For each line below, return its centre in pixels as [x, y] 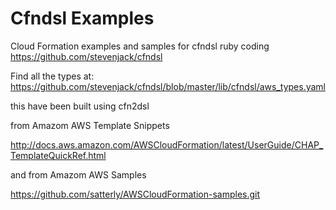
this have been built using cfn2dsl [80, 106]
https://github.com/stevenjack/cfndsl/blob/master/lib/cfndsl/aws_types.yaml [168, 86]
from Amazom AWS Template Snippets [90, 125]
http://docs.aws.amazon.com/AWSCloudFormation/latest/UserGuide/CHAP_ [167, 144]
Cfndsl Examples [82, 18]
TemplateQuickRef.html [58, 155]
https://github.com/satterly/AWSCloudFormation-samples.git [135, 194]
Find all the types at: [52, 76]
